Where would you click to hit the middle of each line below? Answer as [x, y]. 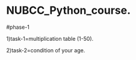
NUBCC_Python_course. [69, 10]
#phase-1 [18, 27]
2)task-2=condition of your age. [46, 50]
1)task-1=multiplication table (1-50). [50, 38]
